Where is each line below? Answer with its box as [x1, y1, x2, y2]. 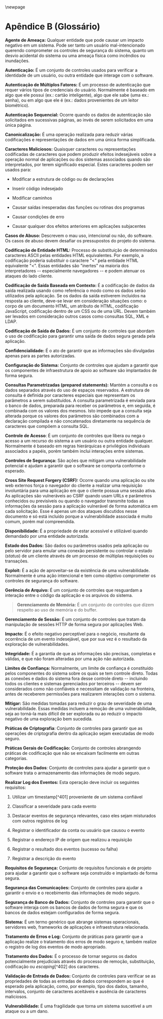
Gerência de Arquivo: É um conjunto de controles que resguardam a [5, 587, 142, 593]
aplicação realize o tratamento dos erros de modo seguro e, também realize [5, 938, 157, 944]
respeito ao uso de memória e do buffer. [16, 607, 98, 612]
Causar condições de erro [12, 214, 65, 220]
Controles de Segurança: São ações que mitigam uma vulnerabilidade [5, 458, 147, 463]
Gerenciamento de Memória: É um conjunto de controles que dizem [16, 602, 154, 608]
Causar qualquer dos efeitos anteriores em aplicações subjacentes [12, 223, 146, 229]
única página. [5, 122, 33, 128]
